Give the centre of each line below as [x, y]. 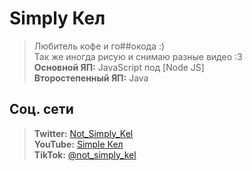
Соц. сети [41, 109]
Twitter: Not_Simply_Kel [83, 133]
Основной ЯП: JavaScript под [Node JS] [119, 67]
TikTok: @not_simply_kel [85, 154]
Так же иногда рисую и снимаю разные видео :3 [138, 56]
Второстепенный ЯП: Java [91, 78]
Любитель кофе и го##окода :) [99, 46]
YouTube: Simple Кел [78, 144]
